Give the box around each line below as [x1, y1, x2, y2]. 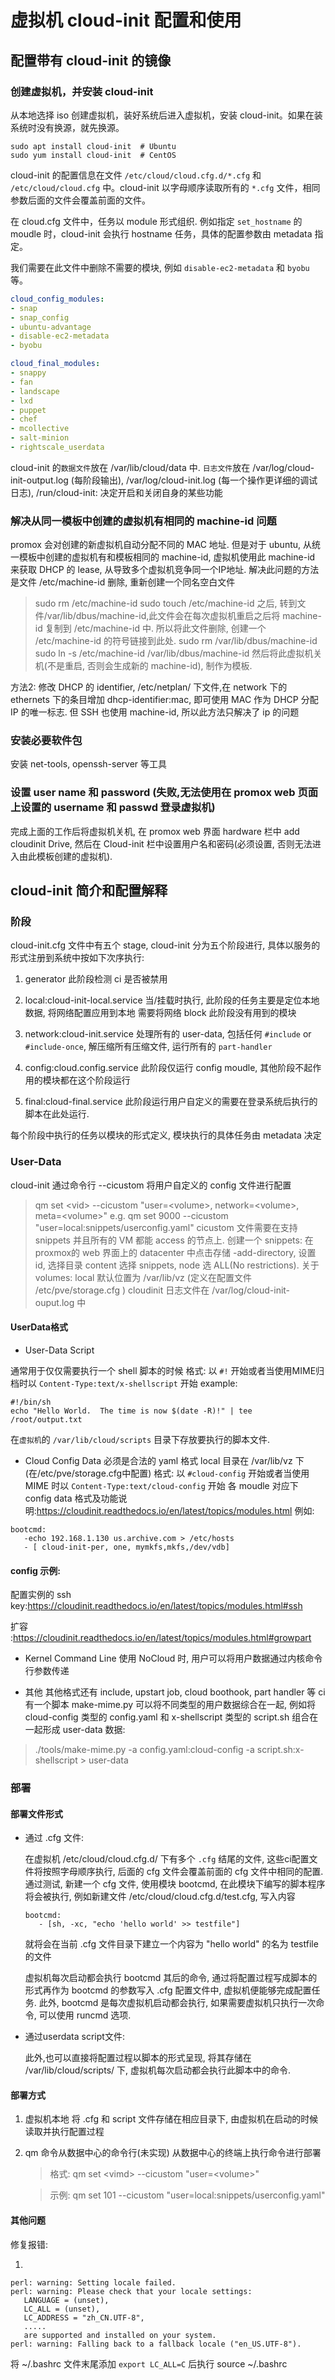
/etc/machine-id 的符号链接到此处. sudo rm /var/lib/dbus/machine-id [34, 635, 318, 647]
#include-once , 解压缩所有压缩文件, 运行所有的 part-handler [24, 1041, 273, 1053]
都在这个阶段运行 [59, 1074, 131, 1086]
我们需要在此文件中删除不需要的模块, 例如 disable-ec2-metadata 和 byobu [10, 261, 310, 273]
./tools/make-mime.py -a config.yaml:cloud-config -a [34, 1744, 255, 1756]
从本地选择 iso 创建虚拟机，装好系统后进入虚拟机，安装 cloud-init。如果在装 [10, 109, 323, 121]
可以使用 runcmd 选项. [38, 2009, 132, 2021]
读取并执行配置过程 [24, 2126, 105, 2138]
